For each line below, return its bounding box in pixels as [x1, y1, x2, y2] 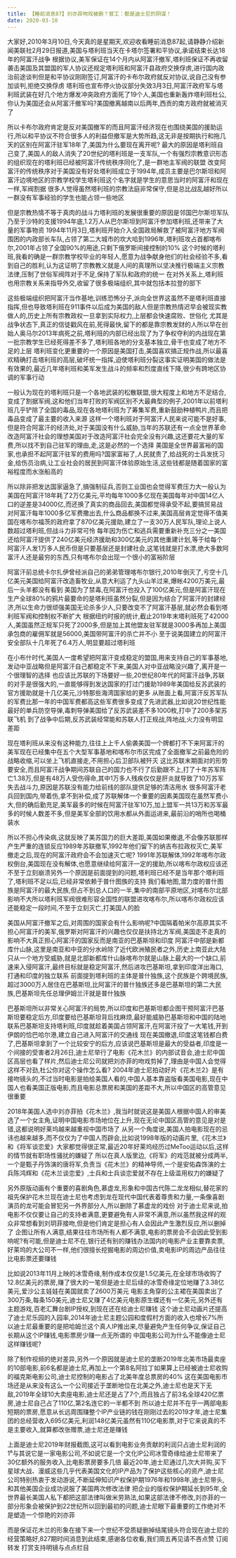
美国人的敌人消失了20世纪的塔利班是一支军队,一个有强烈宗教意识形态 [27, 149, 228, 157]
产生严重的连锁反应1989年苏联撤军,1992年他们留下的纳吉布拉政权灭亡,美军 [7, 842, 223, 850]
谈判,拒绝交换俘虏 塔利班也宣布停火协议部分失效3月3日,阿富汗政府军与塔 [13, 81, 223, 90]
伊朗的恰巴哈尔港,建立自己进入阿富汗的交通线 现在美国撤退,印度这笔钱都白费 [7, 1030, 228, 1038]
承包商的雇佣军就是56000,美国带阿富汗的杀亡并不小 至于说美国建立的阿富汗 [7, 629, 227, 638]
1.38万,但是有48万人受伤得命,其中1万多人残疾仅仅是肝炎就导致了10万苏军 [13, 773, 224, 783]
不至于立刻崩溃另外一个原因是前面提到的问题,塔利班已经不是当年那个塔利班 [7, 868, 225, 876]
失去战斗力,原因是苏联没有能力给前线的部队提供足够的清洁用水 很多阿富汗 [7, 783, 220, 791]
